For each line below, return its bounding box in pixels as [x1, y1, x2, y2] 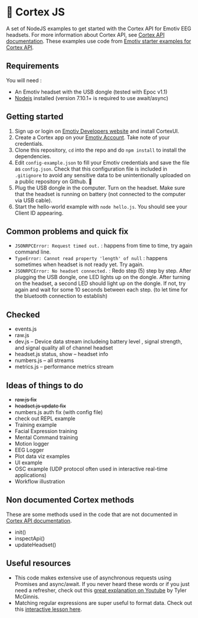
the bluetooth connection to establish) [14, 293, 108, 300]
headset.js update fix [14, 402, 66, 409]
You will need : [6, 76, 42, 84]
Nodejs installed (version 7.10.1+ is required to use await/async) [14, 94, 168, 101]
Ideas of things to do [6, 380, 84, 390]
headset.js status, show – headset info [14, 351, 108, 358]
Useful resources [6, 558, 71, 568]
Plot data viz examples [14, 453, 70, 460]
